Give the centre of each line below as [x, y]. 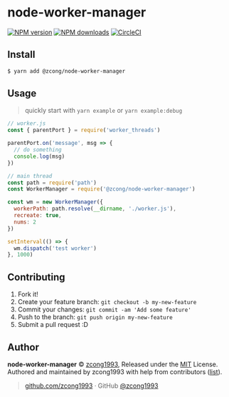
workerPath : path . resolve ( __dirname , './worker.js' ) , [95, 209]
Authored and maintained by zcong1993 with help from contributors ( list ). [115, 371]
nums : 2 [25, 222]
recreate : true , [38, 216]
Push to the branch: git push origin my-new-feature [95, 317]
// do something [38, 150]
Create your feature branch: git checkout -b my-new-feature [107, 302]
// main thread [30, 176]
